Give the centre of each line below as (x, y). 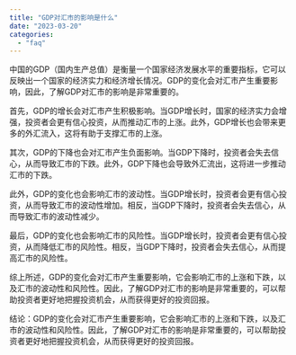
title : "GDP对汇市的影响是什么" (64, 18)
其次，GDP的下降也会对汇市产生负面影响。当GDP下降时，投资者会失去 (140, 153)
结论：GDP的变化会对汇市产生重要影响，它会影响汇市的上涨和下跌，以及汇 (148, 319)
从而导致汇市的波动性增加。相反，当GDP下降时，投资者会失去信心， (152, 205)
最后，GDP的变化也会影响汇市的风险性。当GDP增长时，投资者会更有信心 (144, 235)
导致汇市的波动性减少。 (60, 217)
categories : (31, 34)
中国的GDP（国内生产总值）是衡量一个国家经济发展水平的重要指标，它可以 (148, 69)
